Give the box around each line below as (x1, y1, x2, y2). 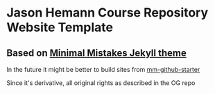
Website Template (6, 19, 114, 35)
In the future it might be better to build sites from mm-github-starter (6, 66, 200, 73)
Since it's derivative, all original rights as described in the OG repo (6, 79, 196, 87)
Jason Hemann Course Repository (6, 5, 209, 21)
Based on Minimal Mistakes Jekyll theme (6, 47, 187, 59)
